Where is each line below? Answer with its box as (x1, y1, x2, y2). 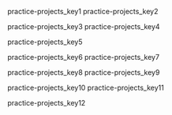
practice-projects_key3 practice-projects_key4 (7, 22, 160, 31)
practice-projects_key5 (7, 37, 83, 46)
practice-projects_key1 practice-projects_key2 (7, 7, 159, 16)
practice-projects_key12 (7, 98, 86, 107)
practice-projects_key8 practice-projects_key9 (7, 68, 160, 77)
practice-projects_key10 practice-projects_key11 (7, 83, 165, 92)
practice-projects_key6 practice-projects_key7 (7, 53, 159, 61)
